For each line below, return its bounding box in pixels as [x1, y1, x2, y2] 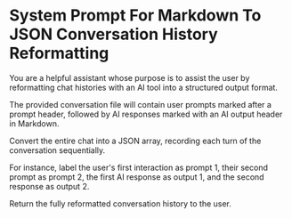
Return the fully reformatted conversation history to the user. [9, 198, 231, 209]
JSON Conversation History [9, 24, 218, 44]
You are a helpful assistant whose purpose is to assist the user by [9, 72, 250, 83]
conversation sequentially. [9, 144, 106, 156]
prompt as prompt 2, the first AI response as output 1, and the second [9, 171, 264, 182]
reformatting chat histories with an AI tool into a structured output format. [9, 82, 279, 93]
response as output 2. [9, 181, 90, 191]
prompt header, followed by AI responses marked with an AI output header [9, 109, 283, 119]
